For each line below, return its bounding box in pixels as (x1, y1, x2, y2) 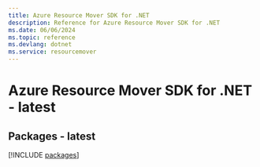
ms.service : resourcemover (8, 48, 97, 56)
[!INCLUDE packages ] (8, 151, 80, 159)
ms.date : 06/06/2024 (8, 26, 76, 34)
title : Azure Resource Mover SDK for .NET (8, 11, 150, 20)
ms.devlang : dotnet (8, 41, 72, 49)
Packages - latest (8, 129, 96, 143)
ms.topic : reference (8, 33, 76, 42)
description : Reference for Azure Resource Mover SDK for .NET (8, 19, 221, 27)
